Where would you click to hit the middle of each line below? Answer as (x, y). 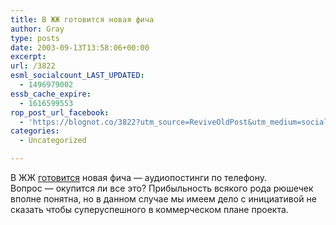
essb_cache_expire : (51, 94)
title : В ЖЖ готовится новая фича (82, 19)
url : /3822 (33, 66)
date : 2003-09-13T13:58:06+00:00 (80, 47)
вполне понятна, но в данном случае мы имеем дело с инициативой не (163, 199)
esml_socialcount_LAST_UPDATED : (77, 76)
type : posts (35, 38)
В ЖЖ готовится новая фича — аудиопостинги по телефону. (138, 177)
